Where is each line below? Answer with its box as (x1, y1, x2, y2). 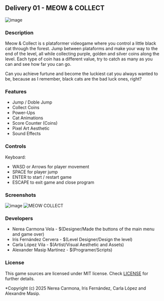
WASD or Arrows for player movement (12, 164, 90, 169)
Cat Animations (12, 115, 43, 121)
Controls (5, 143, 26, 150)
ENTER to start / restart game (12, 174, 72, 180)
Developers (5, 215, 33, 221)
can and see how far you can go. (5, 61, 71, 67)
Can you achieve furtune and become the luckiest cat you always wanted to (5, 71, 158, 77)
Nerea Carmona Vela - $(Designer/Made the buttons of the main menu (12, 226, 155, 232)
